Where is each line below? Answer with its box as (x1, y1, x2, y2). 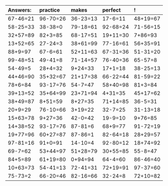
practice (39, 7, 60, 13)
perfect (102, 7, 121, 13)
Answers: (8, 7, 32, 13)
